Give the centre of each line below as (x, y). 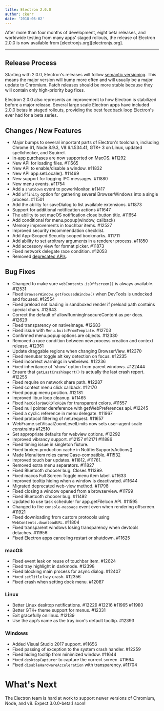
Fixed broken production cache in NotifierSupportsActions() (72, 449)
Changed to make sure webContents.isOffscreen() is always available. (83, 283)
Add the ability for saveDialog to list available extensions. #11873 (77, 205)
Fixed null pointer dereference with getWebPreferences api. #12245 (80, 408)
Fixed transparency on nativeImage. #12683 (56, 325)
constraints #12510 (31, 429)
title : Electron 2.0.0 (28, 10)
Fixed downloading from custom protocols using (61, 517)
